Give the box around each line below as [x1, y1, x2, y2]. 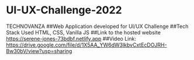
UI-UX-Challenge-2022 [6, 3, 122, 17]
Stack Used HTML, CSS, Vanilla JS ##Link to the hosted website [6, 29, 161, 36]
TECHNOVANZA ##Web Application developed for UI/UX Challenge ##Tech [6, 23, 189, 30]
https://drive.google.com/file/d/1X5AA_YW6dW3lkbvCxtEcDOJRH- [6, 41, 168, 48]
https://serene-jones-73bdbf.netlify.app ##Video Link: [6, 35, 136, 42]
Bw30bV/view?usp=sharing [6, 47, 72, 54]
